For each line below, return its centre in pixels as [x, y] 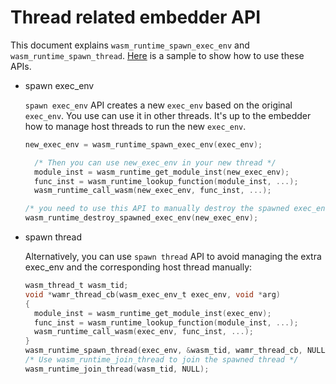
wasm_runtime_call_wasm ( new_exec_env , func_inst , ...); [153, 191]
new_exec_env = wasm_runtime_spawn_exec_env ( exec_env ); [143, 144]
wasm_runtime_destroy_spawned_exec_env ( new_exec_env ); [141, 218]
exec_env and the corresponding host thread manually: [138, 267]
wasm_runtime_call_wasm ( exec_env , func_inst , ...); [144, 332]
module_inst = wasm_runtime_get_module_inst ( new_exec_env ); [162, 172]
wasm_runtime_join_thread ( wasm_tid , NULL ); [117, 369]
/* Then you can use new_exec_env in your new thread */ [155, 162]
